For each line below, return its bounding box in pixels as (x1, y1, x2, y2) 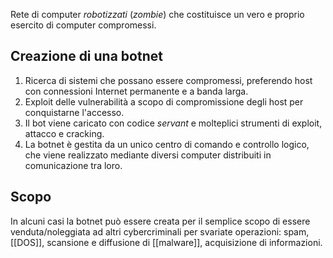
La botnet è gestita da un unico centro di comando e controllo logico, (24, 138, 310, 150)
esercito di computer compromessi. (10, 19, 157, 31)
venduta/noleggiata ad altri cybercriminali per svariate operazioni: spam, (10, 225, 310, 238)
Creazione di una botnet (10, 48, 163, 65)
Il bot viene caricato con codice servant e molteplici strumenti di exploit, (24, 117, 323, 129)
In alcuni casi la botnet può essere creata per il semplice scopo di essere (10, 215, 311, 227)
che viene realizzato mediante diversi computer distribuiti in (24, 149, 272, 161)
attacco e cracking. (24, 127, 105, 139)
